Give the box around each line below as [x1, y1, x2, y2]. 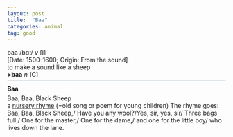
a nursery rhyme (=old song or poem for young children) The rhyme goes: [7, 102, 219, 110]
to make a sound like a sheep [7, 63, 91, 71]
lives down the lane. [7, 124, 64, 132]
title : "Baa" [7, 17, 49, 24]
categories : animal [7, 23, 64, 30]
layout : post [7, 10, 45, 17]
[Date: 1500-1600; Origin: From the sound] [7, 56, 128, 64]
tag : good [7, 29, 36, 37]
